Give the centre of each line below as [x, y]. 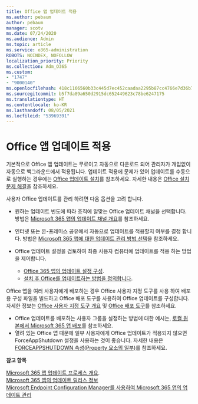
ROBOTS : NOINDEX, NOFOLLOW [39, 55]
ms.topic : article [29, 45]
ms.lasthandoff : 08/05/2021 [41, 110]
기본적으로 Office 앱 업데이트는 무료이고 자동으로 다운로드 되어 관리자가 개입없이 [98, 164]
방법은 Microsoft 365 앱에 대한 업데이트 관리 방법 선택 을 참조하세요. [101, 239]
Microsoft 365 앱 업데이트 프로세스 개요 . [53, 373]
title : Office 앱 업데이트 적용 [42, 12]
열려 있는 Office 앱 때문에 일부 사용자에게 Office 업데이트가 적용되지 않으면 [101, 333]
